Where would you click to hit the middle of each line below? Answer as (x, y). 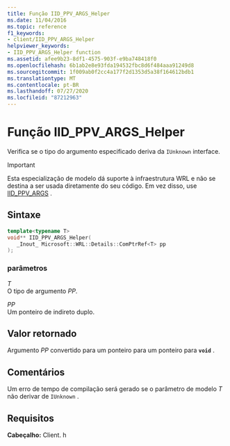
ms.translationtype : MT (42, 78)
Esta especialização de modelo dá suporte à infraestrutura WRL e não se (112, 178)
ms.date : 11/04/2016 (37, 20)
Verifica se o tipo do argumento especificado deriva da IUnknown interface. (114, 151)
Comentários (36, 372)
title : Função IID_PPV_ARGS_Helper (59, 14)
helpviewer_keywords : (39, 46)
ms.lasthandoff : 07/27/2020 (48, 91)
